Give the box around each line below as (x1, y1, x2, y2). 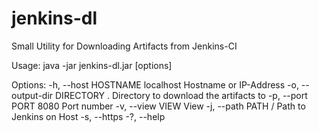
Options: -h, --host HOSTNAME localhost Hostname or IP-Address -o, (11, 78, 299, 91)
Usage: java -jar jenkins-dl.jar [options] (11, 59, 173, 71)
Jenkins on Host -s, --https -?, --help (11, 110, 166, 122)
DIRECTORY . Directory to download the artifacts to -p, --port (55, 89, 308, 101)
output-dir (11, 89, 54, 101)
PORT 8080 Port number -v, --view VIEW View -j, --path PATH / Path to (11, 100, 306, 112)
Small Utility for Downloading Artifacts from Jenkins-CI (11, 40, 238, 52)
